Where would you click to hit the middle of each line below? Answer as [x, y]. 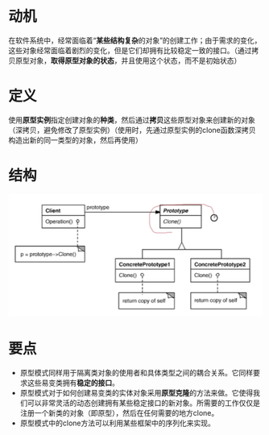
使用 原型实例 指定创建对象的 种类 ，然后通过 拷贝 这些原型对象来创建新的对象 [132, 120]
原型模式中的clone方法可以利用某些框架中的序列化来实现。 [118, 423]
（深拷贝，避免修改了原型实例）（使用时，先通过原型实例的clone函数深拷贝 [132, 130]
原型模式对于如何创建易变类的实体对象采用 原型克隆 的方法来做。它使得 [137, 393]
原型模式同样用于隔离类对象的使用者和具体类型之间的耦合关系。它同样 [137, 373]
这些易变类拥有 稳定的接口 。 [73, 383]
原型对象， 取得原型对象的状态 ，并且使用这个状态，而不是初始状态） [128, 60]
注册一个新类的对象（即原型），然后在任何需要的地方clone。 [119, 413]
